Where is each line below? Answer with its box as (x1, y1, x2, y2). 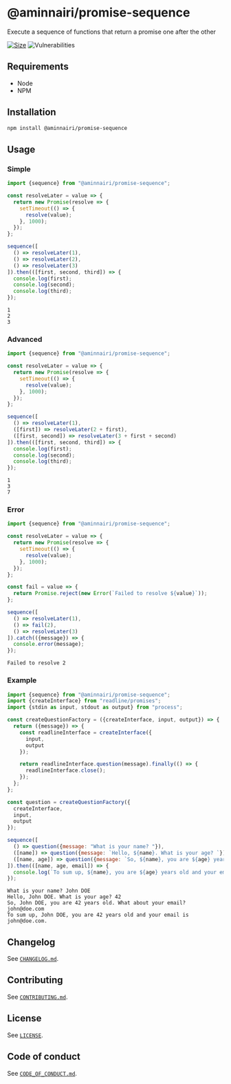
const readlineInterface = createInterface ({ (19, 729, 153, 736)
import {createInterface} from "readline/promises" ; (7, 697, 162, 704)
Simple (7, 164, 31, 173)
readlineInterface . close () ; (25, 767, 107, 774)
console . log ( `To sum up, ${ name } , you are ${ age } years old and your (13, 869, 217, 876)
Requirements (7, 61, 69, 73)
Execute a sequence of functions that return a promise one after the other (7, 28, 217, 36)
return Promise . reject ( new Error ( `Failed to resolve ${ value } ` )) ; (13, 590, 208, 597)
